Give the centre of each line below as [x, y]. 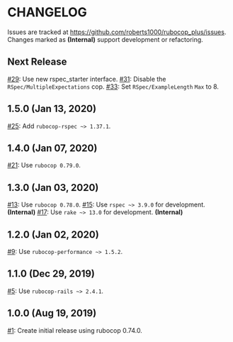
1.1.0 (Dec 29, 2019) [51, 274]
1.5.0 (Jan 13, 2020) [52, 109]
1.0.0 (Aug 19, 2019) [52, 313]
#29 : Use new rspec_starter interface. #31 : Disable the [87, 79]
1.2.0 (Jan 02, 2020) [53, 235]
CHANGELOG [47, 12]
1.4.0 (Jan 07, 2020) [52, 148]
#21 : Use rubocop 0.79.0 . [44, 165]
